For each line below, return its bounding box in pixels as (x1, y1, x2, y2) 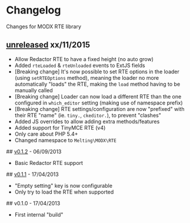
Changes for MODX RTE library (6, 23, 81, 30)
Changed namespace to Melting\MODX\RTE (14, 136, 116, 144)
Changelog (6, 4, 61, 17)
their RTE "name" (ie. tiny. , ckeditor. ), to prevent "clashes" (14, 112, 162, 119)
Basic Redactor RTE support (14, 159, 84, 166)
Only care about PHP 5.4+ (14, 130, 78, 137)
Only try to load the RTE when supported (14, 188, 114, 195)
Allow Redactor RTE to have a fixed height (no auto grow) (14, 55, 154, 62)
